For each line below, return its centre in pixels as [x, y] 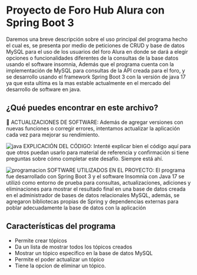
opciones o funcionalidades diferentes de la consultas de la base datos [92, 58]
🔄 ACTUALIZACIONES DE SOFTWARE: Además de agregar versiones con [95, 122]
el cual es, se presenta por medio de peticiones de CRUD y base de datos [96, 45]
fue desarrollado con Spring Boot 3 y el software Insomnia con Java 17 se [95, 176]
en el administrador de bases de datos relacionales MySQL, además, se [93, 195]
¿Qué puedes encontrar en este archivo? [82, 108]
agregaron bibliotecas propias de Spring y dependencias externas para [92, 201]
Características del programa [61, 226]
